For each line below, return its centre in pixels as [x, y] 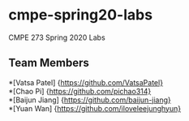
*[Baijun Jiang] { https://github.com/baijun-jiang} [90, 100]
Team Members [49, 63]
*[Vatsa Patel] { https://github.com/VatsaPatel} [86, 82]
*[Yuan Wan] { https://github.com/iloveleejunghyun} [94, 108]
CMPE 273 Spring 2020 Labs [57, 37]
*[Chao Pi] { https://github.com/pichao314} [80, 91]
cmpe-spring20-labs [80, 15]
